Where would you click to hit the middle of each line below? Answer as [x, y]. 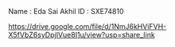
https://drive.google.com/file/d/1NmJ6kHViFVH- [87, 26]
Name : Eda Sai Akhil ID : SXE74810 [66, 11]
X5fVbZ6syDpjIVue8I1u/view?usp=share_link [82, 35]
